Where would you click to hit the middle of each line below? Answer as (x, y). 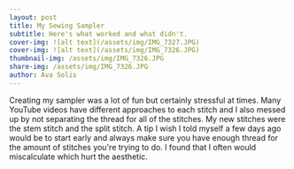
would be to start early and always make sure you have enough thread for (144, 137)
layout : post (33, 17)
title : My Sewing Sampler (57, 26)
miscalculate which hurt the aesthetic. (78, 157)
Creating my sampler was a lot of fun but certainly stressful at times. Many (145, 100)
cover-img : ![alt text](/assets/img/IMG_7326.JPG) (104, 50)
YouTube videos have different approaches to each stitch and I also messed (147, 109)
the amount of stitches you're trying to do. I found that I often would (133, 147)
